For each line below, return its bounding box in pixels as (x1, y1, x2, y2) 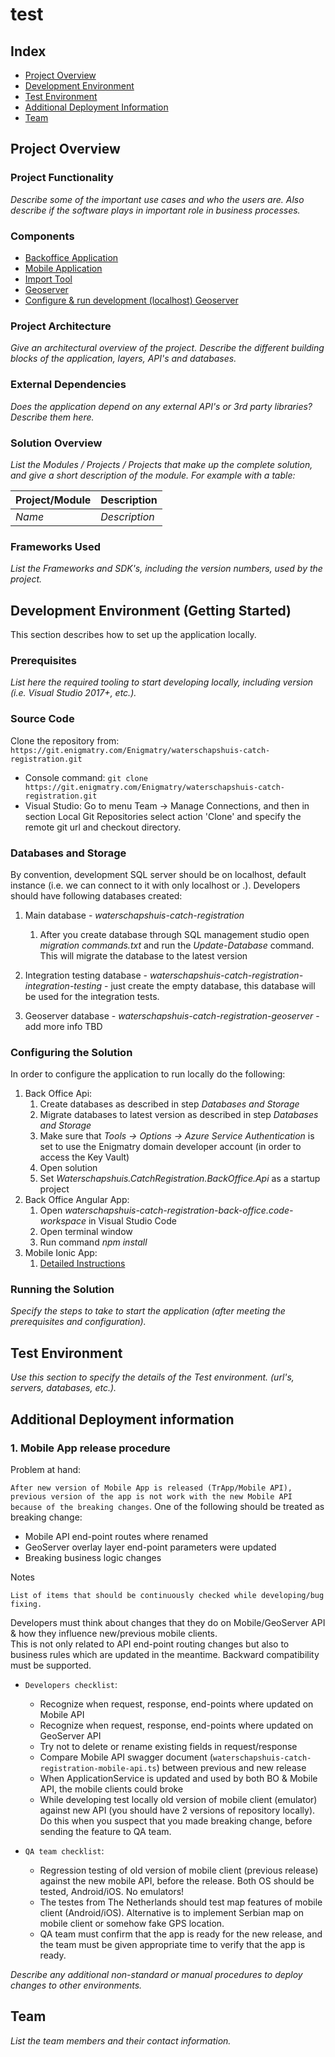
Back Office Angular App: (24, 1194, 130, 1206)
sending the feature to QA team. (39, 1825, 172, 1837)
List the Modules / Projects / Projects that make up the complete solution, (10, 458, 313, 470)
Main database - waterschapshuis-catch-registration (24, 909, 245, 921)
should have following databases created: (10, 889, 183, 902)
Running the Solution (10, 1283, 115, 1297)
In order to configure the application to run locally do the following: (10, 1068, 286, 1080)
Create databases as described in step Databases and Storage (39, 1098, 300, 1110)
